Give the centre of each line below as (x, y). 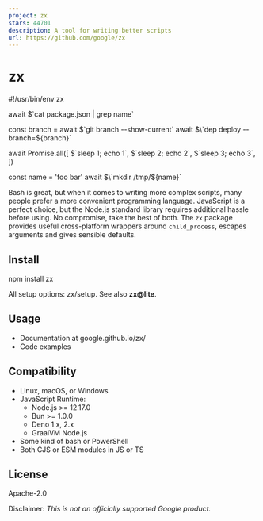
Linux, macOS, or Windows (64, 390)
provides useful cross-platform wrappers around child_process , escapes (128, 226)
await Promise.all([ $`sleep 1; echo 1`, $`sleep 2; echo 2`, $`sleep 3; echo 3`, (132, 153)
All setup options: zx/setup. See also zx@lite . (82, 294)
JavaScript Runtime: (52, 399)
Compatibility (42, 372)
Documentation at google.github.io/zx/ (83, 338)
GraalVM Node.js (59, 432)
